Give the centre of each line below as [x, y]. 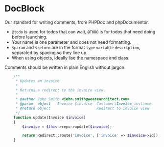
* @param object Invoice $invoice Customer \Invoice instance [83, 104]
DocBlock [24, 9]
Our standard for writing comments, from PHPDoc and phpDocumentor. [77, 22]
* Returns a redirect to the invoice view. [60, 90]
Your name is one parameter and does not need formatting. [71, 42]
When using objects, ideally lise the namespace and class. [70, 58]
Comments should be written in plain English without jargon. [65, 67]
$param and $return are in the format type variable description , [76, 47]
